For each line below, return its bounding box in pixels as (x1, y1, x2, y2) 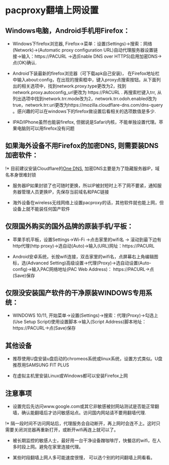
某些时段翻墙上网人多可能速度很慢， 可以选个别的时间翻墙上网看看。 (12, 454, 155, 460)
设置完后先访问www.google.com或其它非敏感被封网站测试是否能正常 (12, 403, 155, 409)
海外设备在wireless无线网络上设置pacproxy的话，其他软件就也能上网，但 (12, 199, 164, 205)
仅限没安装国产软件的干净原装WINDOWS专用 (5, 289, 146, 297)
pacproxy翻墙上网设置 (5, 5, 99, 16)
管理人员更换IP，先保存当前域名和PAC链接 (21, 189, 109, 195)
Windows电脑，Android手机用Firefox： (5, 26, 130, 35)
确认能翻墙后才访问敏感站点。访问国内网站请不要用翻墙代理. (21, 410, 146, 416)
